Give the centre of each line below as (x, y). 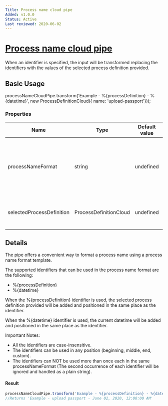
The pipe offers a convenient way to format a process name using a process (84, 255)
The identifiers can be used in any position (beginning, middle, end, (82, 350)
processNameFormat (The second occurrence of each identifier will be (85, 366)
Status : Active (21, 19)
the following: (19, 275)
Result (12, 383)
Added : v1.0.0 (20, 15)
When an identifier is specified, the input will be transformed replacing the (81, 63)
